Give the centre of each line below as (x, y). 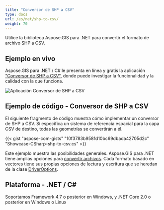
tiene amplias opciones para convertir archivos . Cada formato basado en (80, 158)
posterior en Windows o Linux (36, 202)
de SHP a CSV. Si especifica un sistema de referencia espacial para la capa (82, 123)
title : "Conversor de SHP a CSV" (40, 10)
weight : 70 (16, 24)
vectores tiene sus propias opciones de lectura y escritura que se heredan (81, 164)
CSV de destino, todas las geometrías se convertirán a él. (64, 129)
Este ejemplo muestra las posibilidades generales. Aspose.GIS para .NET (80, 153)
